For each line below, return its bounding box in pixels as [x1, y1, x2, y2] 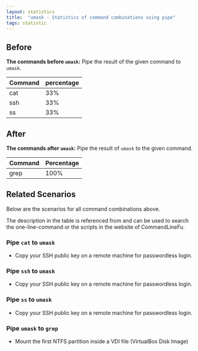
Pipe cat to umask [6, 238, 55, 247]
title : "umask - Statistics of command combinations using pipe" [6, 14, 176, 20]
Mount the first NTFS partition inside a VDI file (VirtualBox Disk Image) [14, 338, 189, 345]
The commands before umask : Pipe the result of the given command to [6, 58, 181, 65]
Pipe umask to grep [6, 324, 58, 332]
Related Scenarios [6, 190, 76, 200]
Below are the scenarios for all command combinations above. [6, 205, 160, 212]
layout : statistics [6, 8, 55, 15]
